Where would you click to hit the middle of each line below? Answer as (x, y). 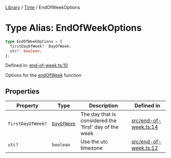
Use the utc (94, 142)
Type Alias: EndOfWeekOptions (74, 28)
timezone (92, 148)
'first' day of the (99, 127)
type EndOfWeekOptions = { (34, 41)
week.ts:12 (145, 148)
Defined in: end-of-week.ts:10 (37, 65)
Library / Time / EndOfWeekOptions (43, 7)
